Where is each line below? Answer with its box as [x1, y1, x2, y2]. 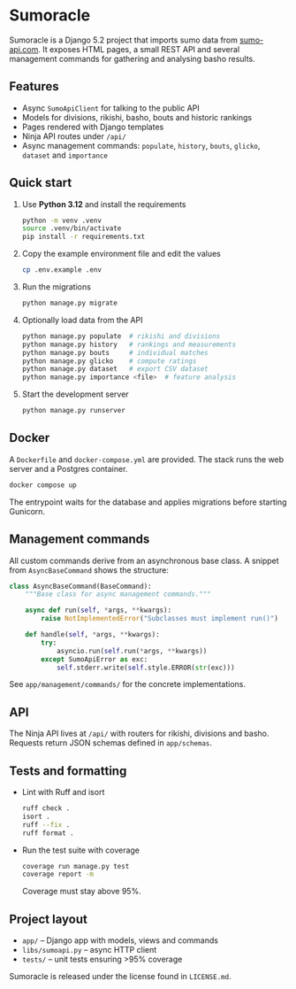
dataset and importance [21, 150, 109, 160]
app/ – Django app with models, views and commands [21, 935, 219, 946]
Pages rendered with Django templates [21, 121, 164, 132]
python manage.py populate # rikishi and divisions [21, 331, 221, 341]
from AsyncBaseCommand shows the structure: [9, 564, 170, 576]
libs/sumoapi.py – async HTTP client [21, 945, 157, 955]
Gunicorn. [9, 506, 46, 516]
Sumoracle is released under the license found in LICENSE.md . [9, 971, 231, 982]
